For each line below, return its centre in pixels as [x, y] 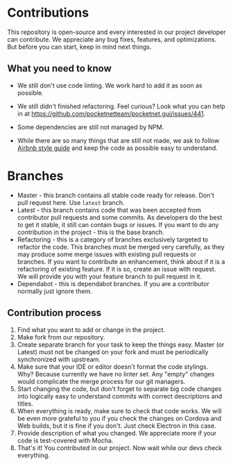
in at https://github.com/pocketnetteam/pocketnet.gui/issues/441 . [111, 113]
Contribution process [54, 313]
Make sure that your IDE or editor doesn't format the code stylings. [113, 367]
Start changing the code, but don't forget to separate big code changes [119, 389]
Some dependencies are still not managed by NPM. [90, 127]
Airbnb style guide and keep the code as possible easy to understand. [118, 148]
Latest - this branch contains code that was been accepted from [109, 210]
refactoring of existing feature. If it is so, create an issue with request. [116, 269]
